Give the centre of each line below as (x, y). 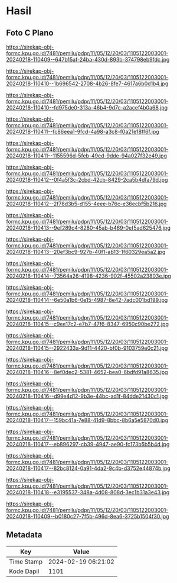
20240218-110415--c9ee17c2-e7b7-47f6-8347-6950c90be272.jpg (88, 324)
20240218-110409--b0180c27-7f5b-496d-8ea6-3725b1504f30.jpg (88, 516)
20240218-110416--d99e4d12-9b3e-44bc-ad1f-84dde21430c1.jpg (87, 396)
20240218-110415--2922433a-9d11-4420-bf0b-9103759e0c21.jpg (87, 348)
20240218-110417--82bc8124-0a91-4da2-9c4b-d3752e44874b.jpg (88, 468)
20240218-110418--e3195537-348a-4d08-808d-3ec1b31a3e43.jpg (88, 492)
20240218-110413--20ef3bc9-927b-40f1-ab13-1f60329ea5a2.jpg (86, 252)
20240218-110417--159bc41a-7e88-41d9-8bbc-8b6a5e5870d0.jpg (87, 420)
